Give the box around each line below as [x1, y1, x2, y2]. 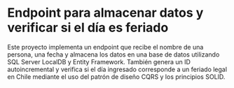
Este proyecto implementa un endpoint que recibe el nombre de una [7, 43, 204, 51]
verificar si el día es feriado [7, 20, 169, 36]
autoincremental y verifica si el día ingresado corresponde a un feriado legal [7, 65, 228, 73]
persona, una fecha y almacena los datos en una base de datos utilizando [7, 50, 220, 59]
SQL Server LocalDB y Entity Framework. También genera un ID [7, 57, 191, 66]
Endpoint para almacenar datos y [7, 5, 204, 21]
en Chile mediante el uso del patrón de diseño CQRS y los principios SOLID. [7, 72, 226, 81]
